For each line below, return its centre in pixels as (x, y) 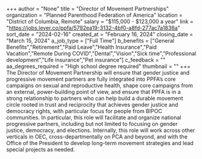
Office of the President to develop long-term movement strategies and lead (100, 143)
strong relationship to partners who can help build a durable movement (95, 98)
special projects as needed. (41, 149)
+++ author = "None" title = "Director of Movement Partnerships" (88, 9)
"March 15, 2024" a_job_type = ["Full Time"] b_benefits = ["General (90, 41)
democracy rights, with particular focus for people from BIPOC (84, 111)
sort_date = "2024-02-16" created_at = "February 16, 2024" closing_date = (100, 34)
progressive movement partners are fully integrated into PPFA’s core (91, 79)
